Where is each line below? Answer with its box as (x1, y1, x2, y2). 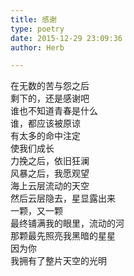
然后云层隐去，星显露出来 (10, 192, 116, 205)
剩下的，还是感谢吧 (10, 92, 90, 105)
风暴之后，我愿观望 (10, 167, 90, 180)
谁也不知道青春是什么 (10, 105, 98, 117)
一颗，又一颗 (10, 205, 63, 217)
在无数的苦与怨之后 (10, 80, 90, 92)
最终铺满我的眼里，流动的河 (10, 217, 125, 230)
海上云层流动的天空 (10, 180, 90, 192)
